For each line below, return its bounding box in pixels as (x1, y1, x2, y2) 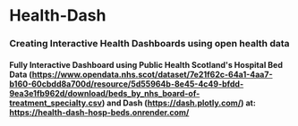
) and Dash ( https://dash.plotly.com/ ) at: (101, 97, 257, 108)
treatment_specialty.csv (9, 97, 103, 108)
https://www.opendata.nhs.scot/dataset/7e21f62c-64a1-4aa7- (31, 69, 273, 80)
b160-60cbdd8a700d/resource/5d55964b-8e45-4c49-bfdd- (9, 78, 244, 89)
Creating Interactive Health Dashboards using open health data (9, 38, 290, 50)
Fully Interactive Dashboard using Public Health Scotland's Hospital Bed (9, 59, 284, 70)
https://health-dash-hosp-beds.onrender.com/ (9, 106, 190, 117)
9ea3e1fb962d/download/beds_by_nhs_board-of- (9, 88, 200, 98)
